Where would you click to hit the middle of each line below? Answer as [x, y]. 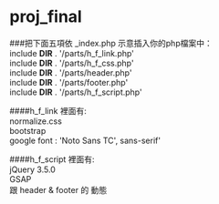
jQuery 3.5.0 [33, 169]
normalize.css [36, 121]
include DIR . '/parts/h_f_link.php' [72, 53]
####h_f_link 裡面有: [48, 110]
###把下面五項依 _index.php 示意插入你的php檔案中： [111, 43]
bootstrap [28, 130]
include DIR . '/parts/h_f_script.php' [76, 92]
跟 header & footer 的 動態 [58, 189]
